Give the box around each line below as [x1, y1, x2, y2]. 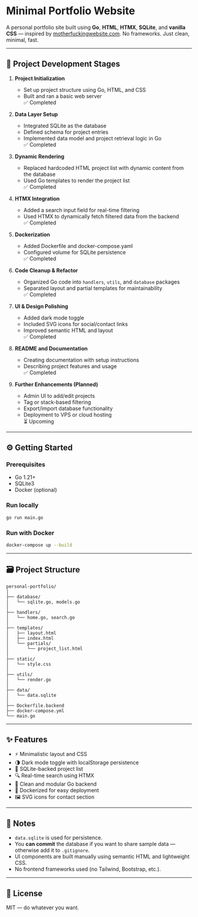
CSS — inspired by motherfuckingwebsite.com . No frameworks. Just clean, [6, 30, 190, 37]
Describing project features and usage [23, 362, 117, 369]
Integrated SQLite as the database [23, 122, 107, 129]
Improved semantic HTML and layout [23, 327, 113, 334]
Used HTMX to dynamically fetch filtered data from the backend [23, 213, 180, 220]
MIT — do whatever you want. [6, 904, 80, 911]
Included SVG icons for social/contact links [23, 320, 128, 327]
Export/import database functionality [23, 404, 113, 412]
